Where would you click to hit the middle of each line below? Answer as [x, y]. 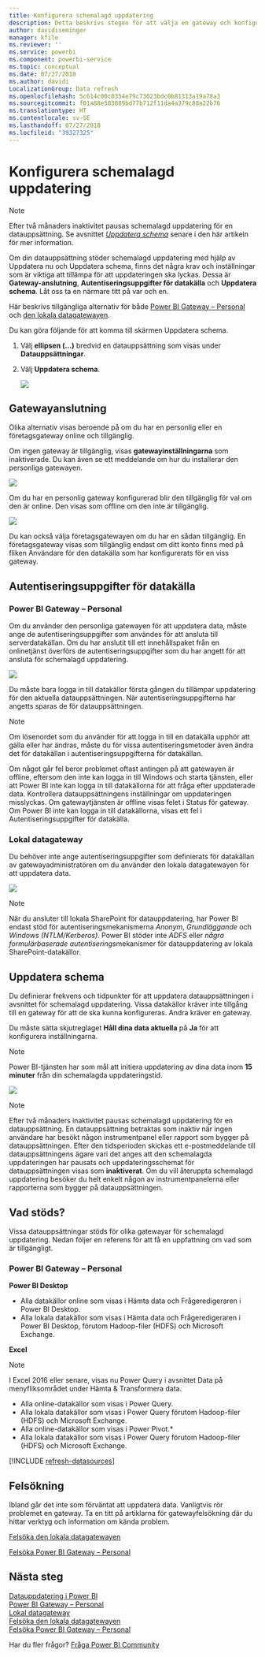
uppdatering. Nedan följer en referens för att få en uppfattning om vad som [131, 1239]
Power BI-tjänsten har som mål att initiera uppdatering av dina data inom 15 [131, 1067]
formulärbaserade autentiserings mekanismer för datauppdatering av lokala [131, 944]
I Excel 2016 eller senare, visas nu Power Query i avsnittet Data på [116, 1380]
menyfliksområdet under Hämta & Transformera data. [96, 1389]
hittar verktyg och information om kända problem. [89, 1521]
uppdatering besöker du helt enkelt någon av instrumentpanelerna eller [124, 1179]
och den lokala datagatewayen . [60, 315]
